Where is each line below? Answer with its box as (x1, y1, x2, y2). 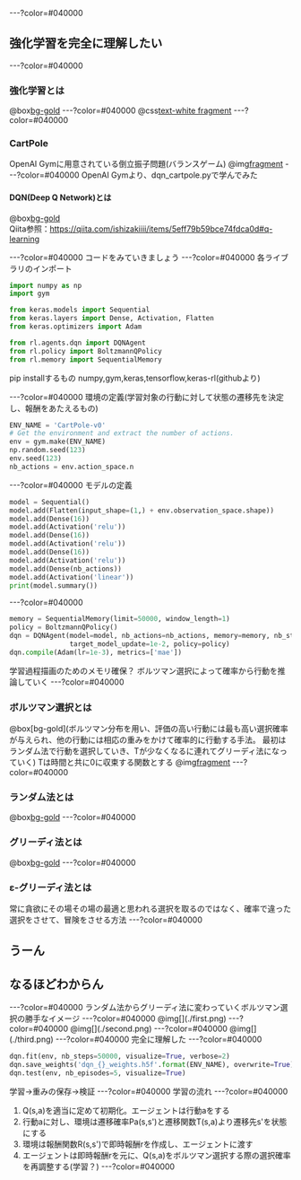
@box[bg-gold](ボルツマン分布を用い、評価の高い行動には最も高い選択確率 (9, 723, 288, 734)
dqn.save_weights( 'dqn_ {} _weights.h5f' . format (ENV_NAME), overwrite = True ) (9, 1061, 295, 1070)
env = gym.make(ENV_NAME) (9, 437, 106, 447)
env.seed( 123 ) (9, 454, 63, 463)
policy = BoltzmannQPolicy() (9, 623, 118, 632)
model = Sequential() (9, 497, 90, 506)
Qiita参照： (9, 223, 50, 234)
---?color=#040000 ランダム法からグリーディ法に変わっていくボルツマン (9, 1002, 280, 1013)
